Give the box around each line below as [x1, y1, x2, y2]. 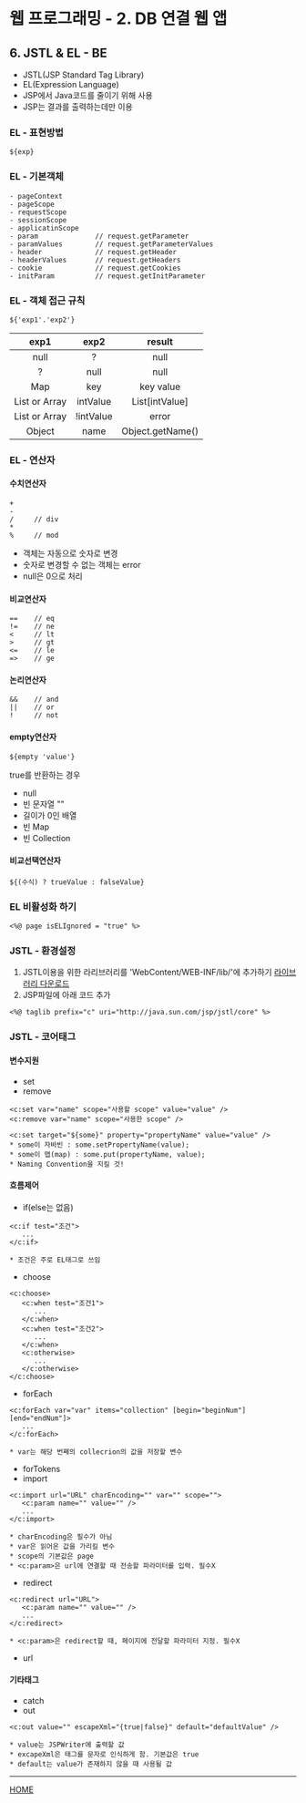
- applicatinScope [9, 223, 79, 232]
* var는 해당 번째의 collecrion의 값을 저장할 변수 [9, 1447, 183, 1457]
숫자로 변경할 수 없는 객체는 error [22, 560, 141, 571]
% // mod [9, 531, 59, 541]
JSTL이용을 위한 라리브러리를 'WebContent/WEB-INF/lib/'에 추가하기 [22, 967, 272, 978]
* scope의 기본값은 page [9, 1551, 94, 1561]
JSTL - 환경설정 [9, 944, 76, 957]
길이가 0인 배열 [22, 809, 77, 820]
